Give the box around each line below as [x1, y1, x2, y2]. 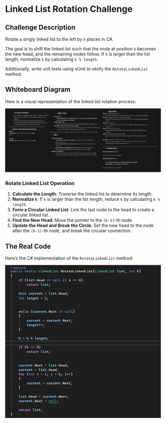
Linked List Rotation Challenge [5, 3, 133, 15]
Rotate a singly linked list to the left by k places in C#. [5, 36, 114, 42]
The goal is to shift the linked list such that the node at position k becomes [5, 46, 157, 51]
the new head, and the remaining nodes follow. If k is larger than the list [5, 51, 151, 57]
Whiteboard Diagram [5, 85, 71, 94]
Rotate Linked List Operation [5, 179, 75, 186]
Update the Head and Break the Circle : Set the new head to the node [12, 222, 154, 228]
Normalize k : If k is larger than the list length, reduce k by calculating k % [12, 196, 161, 202]
